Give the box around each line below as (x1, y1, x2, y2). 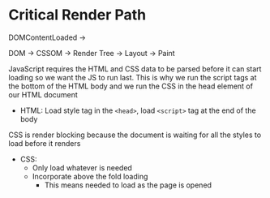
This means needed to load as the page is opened (44, 180, 212, 190)
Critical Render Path (8, 6, 147, 24)
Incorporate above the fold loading (32, 171, 148, 181)
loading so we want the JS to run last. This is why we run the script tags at (8, 72, 257, 82)
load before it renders (8, 138, 81, 148)
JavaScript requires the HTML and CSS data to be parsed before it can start (8, 63, 262, 74)
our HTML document (8, 89, 79, 99)
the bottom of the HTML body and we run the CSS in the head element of (8, 81, 254, 91)
